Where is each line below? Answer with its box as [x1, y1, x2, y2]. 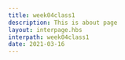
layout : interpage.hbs [8, 26, 83, 34]
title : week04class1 [8, 11, 76, 19]
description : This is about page [8, 19, 118, 26]
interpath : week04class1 [8, 33, 90, 41]
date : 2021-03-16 [8, 41, 65, 48]
